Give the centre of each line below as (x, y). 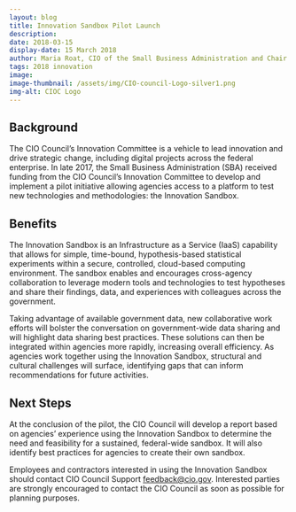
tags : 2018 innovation (51, 67)
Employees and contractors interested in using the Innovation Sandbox (138, 469)
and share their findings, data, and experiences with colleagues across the (145, 292)
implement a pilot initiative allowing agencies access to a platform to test (142, 186)
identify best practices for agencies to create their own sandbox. (127, 452)
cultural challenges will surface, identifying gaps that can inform (126, 366)
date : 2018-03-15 (41, 42)
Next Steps (40, 403)
